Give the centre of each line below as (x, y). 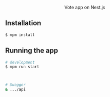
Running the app (32, 51)
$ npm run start (22, 67)
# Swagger (16, 85)
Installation (23, 23)
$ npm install (20, 35)
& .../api (16, 90)
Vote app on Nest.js (85, 7)
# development (20, 62)
